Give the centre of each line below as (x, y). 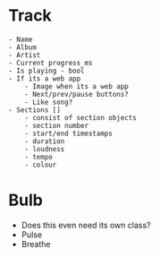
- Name (21, 39)
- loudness (45, 149)
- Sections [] (35, 110)
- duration (45, 141)
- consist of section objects (81, 117)
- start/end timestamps (69, 133)
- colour (41, 165)
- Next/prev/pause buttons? (76, 94)
